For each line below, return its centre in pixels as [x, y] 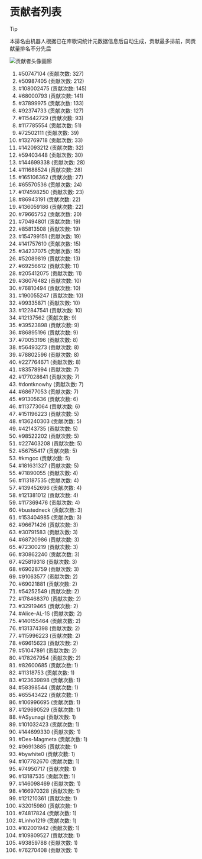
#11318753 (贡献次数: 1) [46, 673]
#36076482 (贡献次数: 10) [50, 280]
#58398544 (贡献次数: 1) [48, 687]
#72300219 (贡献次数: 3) [48, 547]
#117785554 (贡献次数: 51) [50, 125]
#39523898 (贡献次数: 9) [49, 325]
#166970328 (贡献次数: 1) [49, 791]
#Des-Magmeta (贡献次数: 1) [53, 739]
